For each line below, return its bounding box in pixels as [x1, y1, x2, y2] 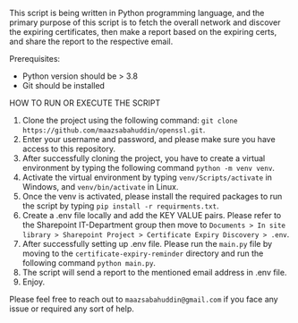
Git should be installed [21, 81, 106, 90]
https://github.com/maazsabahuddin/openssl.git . [21, 124, 206, 135]
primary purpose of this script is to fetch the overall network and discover [9, 17, 281, 28]
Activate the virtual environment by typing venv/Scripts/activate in [21, 172, 273, 183]
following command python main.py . [21, 258, 157, 268]
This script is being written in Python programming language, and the [9, 8, 265, 18]
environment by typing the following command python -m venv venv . [21, 163, 276, 173]
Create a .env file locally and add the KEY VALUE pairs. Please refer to [21, 210, 282, 220]
